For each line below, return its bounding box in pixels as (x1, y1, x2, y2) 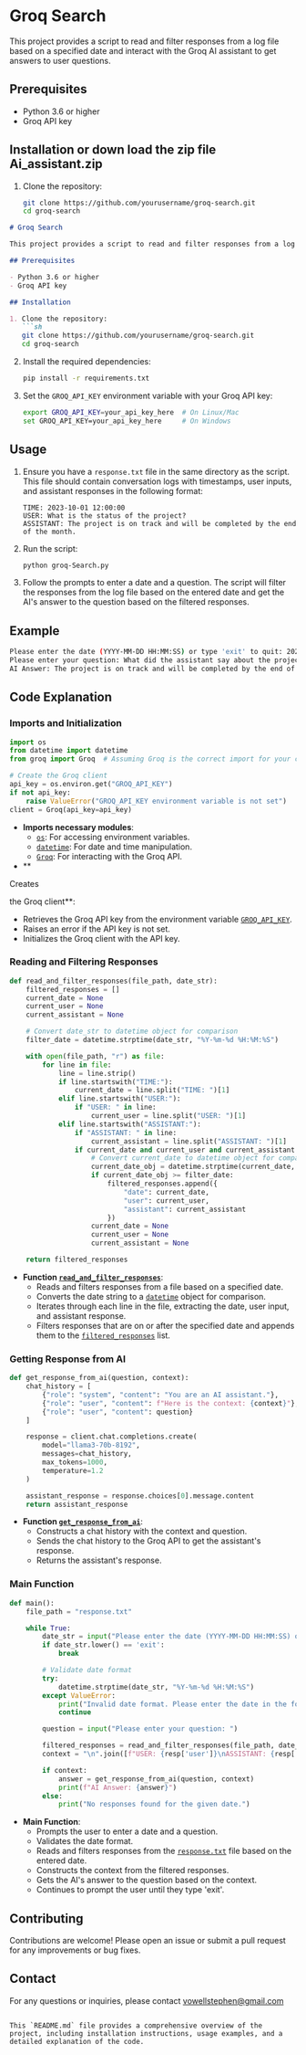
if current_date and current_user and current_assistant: (74, 1145, 300, 1154)
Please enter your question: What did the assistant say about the (9, 656, 271, 665)
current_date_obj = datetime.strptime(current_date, (90, 1162, 296, 1172)
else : (42, 1791, 64, 1800)
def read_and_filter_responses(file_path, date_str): (9, 976, 219, 985)
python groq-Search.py (22, 561, 109, 570)
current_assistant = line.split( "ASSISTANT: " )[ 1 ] (90, 1136, 287, 1146)
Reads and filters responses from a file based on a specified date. (36, 1280, 284, 1292)
